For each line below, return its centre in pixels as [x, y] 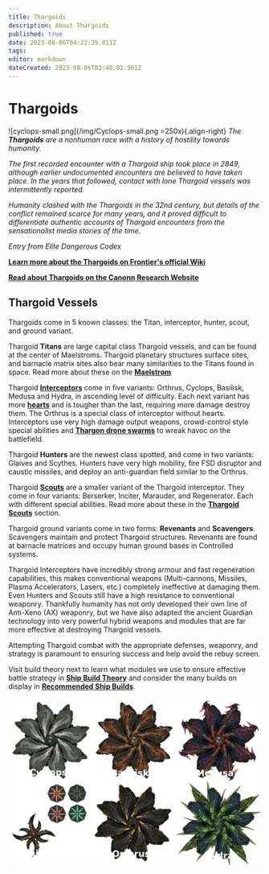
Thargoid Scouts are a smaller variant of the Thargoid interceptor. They [126, 487]
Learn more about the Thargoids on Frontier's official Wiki [107, 262]
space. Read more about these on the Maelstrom [90, 372]
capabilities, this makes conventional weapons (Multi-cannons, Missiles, [128, 578]
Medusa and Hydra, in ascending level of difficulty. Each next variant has [129, 396]
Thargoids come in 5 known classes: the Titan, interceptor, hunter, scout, [129, 322]
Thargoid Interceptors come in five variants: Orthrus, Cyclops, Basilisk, [126, 387]
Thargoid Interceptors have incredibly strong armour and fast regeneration [132, 569]
